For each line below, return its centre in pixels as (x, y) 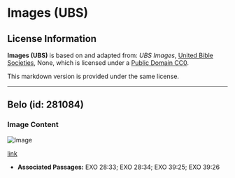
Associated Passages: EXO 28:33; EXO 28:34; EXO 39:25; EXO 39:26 (119, 167)
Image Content (33, 125)
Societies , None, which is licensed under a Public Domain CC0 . (98, 63)
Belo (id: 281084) (45, 105)
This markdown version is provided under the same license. (93, 76)
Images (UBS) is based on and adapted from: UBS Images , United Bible (110, 55)
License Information (52, 39)
